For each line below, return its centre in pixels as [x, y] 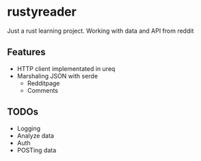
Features [26, 52]
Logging [29, 128]
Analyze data [36, 135]
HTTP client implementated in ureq [66, 68]
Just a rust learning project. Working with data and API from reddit [100, 31]
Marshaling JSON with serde [57, 76]
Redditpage [43, 83]
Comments [43, 90]
